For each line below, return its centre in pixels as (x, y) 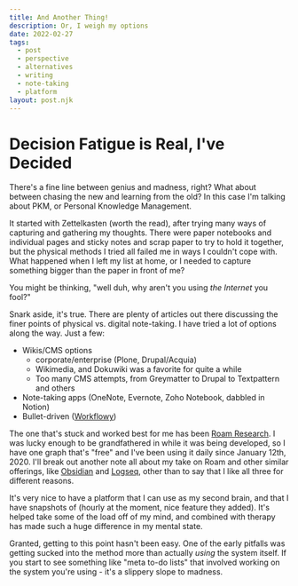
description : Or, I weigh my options (79, 26)
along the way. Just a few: (57, 333)
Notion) (36, 407)
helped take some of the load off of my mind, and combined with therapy (143, 517)
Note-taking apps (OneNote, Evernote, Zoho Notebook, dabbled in (143, 398)
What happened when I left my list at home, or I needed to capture (130, 261)
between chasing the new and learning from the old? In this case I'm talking (147, 197)
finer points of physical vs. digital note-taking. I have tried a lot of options (143, 324)
